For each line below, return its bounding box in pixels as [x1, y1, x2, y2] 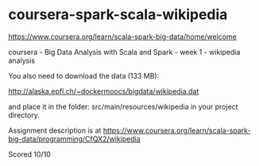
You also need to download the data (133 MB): [8, 71, 160, 80]
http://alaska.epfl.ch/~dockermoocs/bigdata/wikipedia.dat [8, 86, 199, 96]
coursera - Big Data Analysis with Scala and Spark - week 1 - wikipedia [8, 47, 241, 56]
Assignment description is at [8, 125, 102, 135]
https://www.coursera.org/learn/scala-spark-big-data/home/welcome [8, 32, 237, 41]
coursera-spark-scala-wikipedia [8, 6, 228, 24]
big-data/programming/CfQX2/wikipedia [8, 133, 141, 144]
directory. [8, 110, 40, 120]
